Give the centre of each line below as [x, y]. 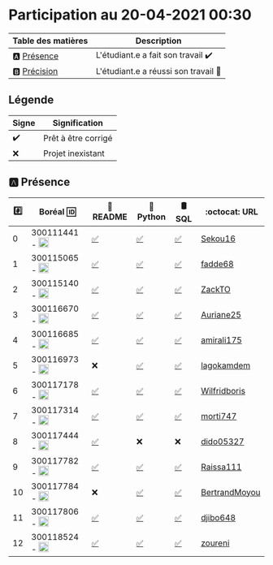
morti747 [219, 416]
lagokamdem [225, 365]
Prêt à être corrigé [78, 138]
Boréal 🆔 [58, 212]
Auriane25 [221, 314]
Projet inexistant [74, 153]
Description [158, 41]
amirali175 [221, 340]
